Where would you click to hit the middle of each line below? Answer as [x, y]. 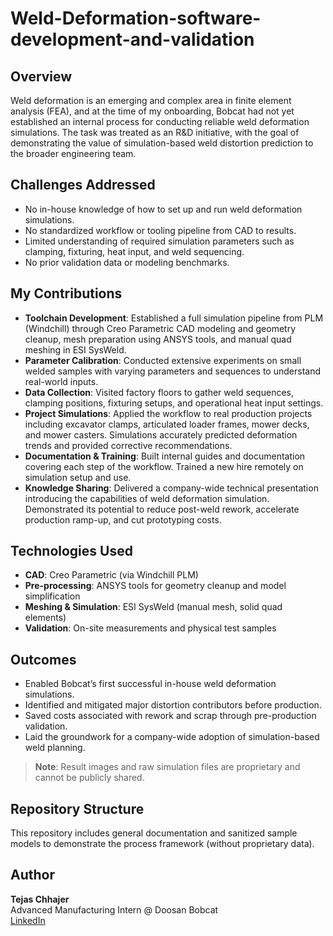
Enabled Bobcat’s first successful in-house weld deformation [150, 684]
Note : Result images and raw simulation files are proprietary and [167, 767]
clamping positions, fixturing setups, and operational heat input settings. [174, 403]
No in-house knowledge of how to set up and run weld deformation [163, 209]
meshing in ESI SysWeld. [75, 349]
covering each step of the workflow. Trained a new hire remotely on [164, 466]
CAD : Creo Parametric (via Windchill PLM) [111, 575]
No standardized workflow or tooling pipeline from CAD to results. [160, 230]
